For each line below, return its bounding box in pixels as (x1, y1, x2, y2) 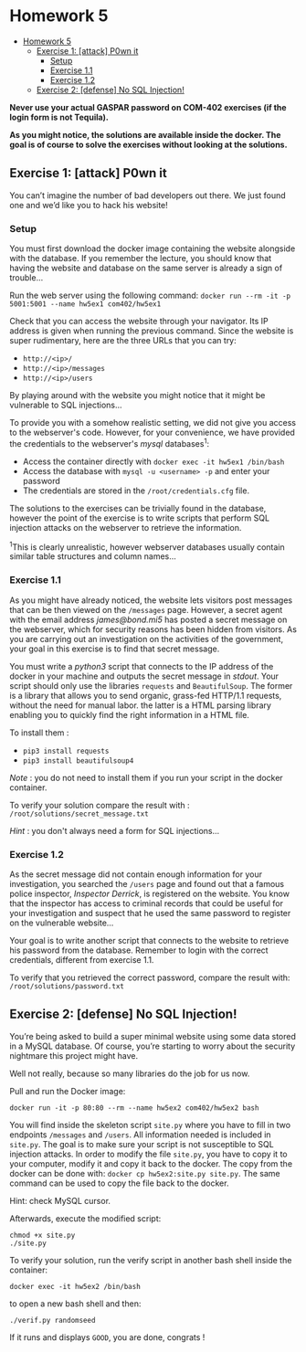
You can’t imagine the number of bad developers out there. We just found (9, 189, 286, 201)
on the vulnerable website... (9, 917, 114, 928)
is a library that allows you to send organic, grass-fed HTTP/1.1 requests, (9, 690, 282, 701)
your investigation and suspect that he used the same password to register (9, 907, 291, 918)
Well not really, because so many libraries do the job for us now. (9, 1068, 250, 1079)
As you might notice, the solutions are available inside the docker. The (9, 129, 281, 140)
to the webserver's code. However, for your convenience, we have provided (9, 427, 295, 438)
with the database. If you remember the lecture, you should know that (9, 253, 272, 264)
